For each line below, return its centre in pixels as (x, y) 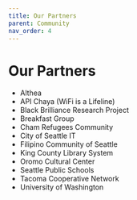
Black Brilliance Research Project (75, 110)
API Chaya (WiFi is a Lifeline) (67, 102)
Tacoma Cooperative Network (69, 179)
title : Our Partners (43, 16)
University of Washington (62, 187)
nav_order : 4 (30, 31)
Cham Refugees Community (66, 127)
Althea (31, 93)
